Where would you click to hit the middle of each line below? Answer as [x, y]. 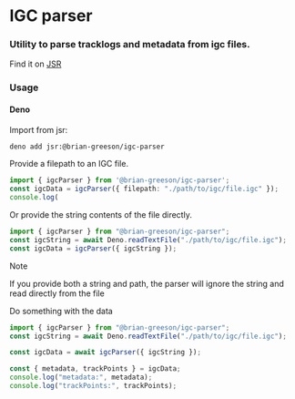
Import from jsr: [39, 129]
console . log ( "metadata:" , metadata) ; [81, 378]
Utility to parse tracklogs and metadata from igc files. [130, 45]
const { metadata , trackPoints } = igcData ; [95, 369]
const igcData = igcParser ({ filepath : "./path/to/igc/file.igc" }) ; [144, 189]
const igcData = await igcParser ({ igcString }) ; [106, 353]
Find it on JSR [36, 64]
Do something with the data [61, 311]
